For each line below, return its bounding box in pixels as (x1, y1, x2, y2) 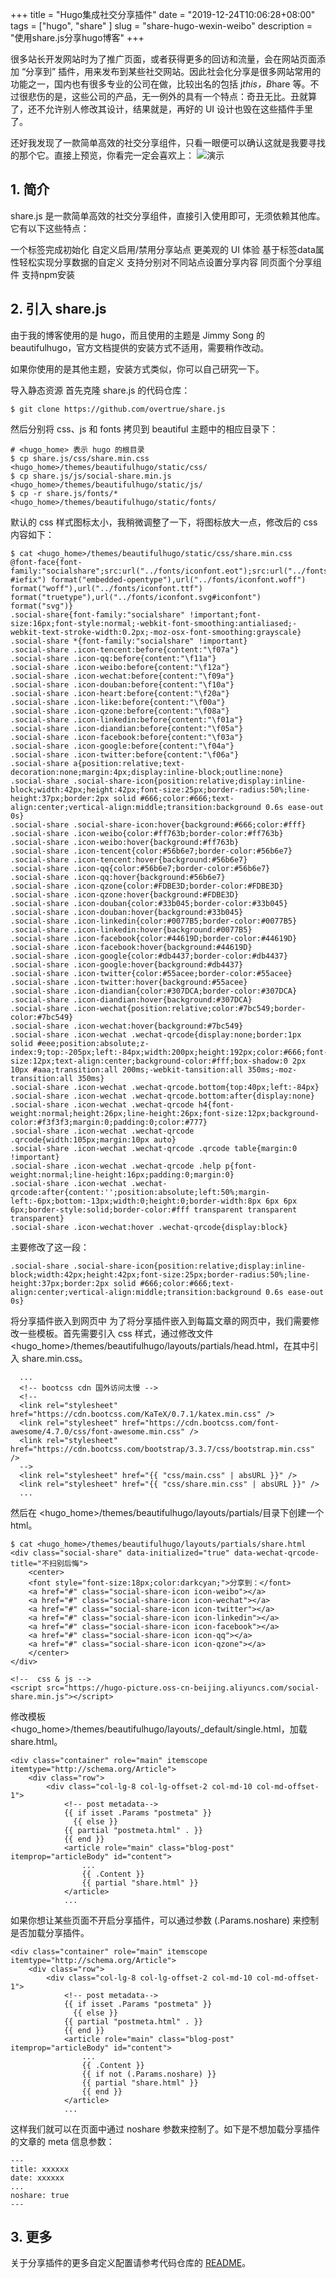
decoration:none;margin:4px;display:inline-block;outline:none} (10, 767, 284, 777)
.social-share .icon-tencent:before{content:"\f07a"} (10, 644, 240, 655)
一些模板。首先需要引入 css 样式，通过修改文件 (18, 1327, 214, 1339)
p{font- (224, 1161, 257, 1171)
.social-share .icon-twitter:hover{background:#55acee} (10, 977, 248, 987)
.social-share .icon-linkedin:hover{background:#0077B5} (10, 924, 253, 935)
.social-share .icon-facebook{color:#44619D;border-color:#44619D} (10, 933, 298, 943)
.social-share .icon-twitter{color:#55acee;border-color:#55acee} (10, 968, 293, 978)
